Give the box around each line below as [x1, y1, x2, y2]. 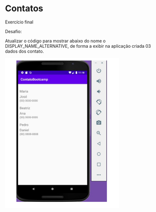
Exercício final [5, 19, 34, 25]
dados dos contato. [5, 48, 44, 54]
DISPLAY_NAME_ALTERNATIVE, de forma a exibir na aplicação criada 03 [5, 43, 151, 49]
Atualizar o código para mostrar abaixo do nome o [5, 38, 106, 44]
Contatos [5, 3, 43, 14]
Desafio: [5, 28, 22, 34]
